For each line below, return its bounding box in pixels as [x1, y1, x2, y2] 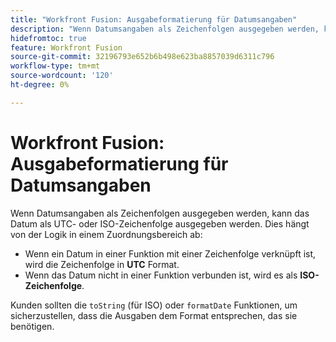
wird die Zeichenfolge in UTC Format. [24, 258, 180, 270]
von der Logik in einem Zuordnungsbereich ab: [10, 228, 203, 240]
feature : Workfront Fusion [10, 42, 123, 53]
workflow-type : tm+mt [10, 61, 101, 71]
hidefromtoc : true [10, 33, 87, 43]
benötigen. [10, 320, 55, 332]
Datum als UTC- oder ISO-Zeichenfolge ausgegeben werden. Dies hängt [10, 217, 310, 230]
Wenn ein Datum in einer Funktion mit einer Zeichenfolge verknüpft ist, [24, 247, 317, 260]
